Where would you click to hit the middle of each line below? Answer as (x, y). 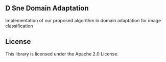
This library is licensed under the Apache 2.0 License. (62, 54)
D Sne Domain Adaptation (47, 8)
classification (19, 26)
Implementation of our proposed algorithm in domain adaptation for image (83, 20)
